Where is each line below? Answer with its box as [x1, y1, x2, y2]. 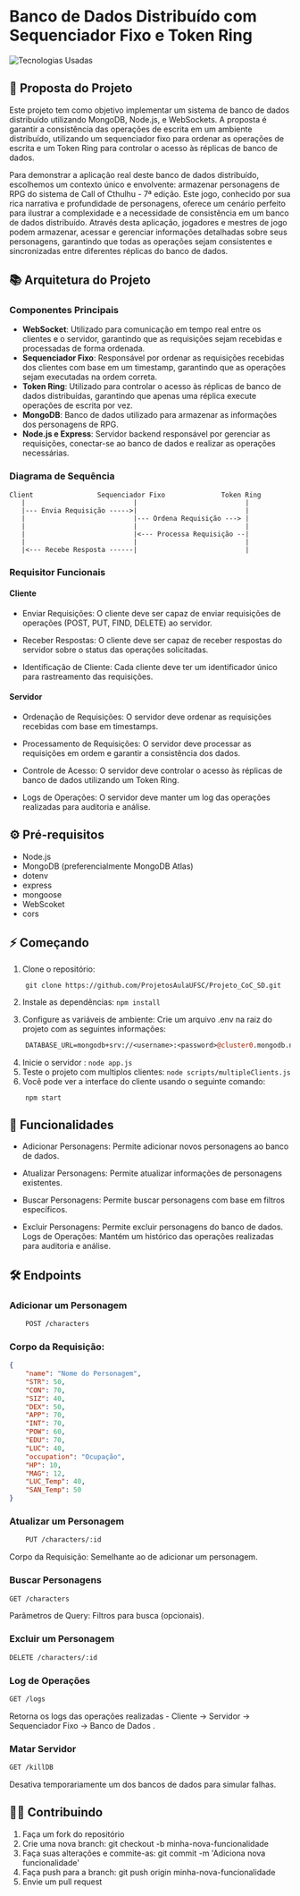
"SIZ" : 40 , [25, 1394, 66, 1403]
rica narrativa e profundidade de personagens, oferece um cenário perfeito [9, 198, 286, 208]
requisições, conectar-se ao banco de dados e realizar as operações [21, 438, 276, 449]
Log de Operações [9, 1674, 91, 1687]
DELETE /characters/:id [9, 1653, 98, 1662]
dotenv [21, 870, 49, 880]
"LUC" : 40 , [25, 1443, 66, 1453]
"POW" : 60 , [25, 1427, 66, 1437]
